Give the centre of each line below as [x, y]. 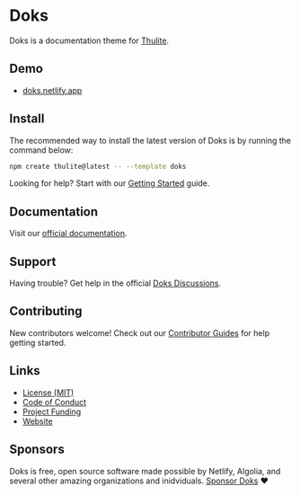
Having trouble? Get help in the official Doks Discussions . [115, 283]
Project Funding [52, 411]
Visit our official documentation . [68, 234]
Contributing [46, 311]
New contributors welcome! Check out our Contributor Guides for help [140, 332]
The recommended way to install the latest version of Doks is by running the [150, 140]
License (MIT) [48, 393]
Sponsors [37, 450]
